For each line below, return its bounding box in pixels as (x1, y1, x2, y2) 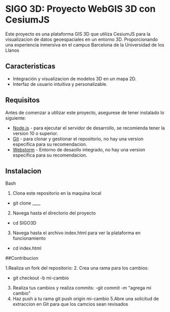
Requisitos (5, 96, 40, 105)
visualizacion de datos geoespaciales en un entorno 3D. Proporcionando (5, 36, 158, 42)
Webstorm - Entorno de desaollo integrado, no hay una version (12, 146, 145, 152)
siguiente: (5, 115, 27, 121)
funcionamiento (12, 235, 46, 241)
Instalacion (5, 167, 42, 175)
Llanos (5, 47, 19, 53)
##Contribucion (5, 255, 38, 261)
